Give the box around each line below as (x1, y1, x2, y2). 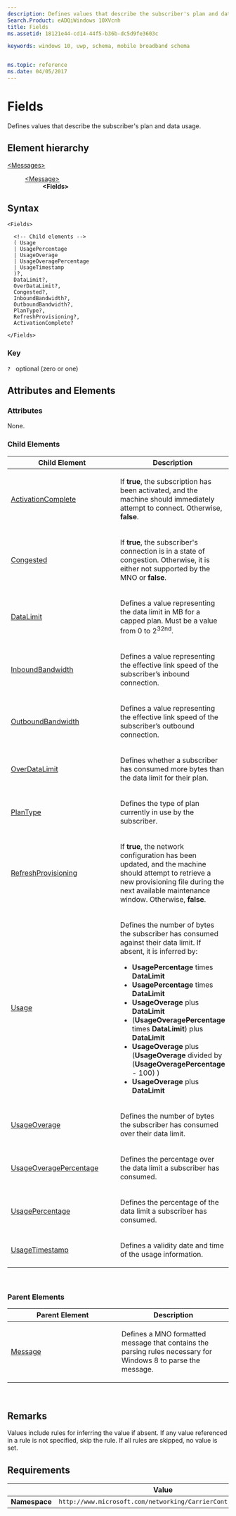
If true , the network (119, 842, 184, 852)
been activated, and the (119, 485, 198, 495)
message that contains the (122, 1338, 209, 1348)
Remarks (7, 1410, 48, 1422)
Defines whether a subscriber (119, 755, 218, 765)
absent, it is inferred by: (119, 947, 198, 957)
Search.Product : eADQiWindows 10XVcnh (7, 17, 121, 24)
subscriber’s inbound (119, 669, 190, 679)
